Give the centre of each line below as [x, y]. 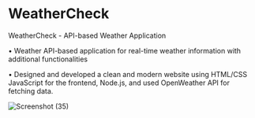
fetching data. [31, 90]
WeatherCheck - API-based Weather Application [87, 35]
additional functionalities [48, 59]
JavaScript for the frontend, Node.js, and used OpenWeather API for [119, 83]
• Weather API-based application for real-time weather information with [125, 50]
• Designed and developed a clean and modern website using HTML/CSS [127, 74]
